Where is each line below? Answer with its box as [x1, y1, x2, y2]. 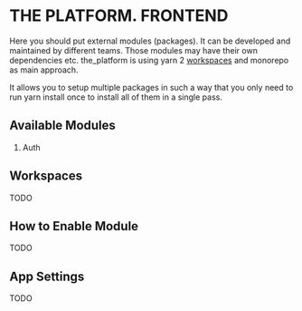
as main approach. [9, 64, 79, 75]
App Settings [9, 268, 85, 284]
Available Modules [9, 118, 116, 133]
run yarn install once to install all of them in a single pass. [9, 92, 223, 102]
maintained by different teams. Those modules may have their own [9, 44, 258, 55]
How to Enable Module [9, 219, 138, 234]
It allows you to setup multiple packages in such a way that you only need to [9, 82, 294, 92]
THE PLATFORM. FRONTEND [9, 5, 229, 26]
